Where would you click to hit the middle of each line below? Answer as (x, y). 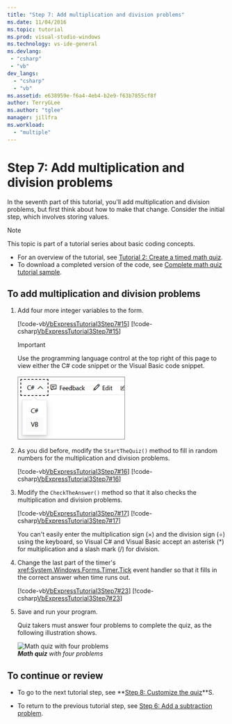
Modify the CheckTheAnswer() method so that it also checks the (107, 493)
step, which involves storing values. (58, 217)
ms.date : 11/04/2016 (37, 22)
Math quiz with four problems (60, 654)
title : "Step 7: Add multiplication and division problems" (96, 15)
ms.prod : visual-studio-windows (54, 37)
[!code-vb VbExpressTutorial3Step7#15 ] (73, 324)
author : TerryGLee (34, 103)
